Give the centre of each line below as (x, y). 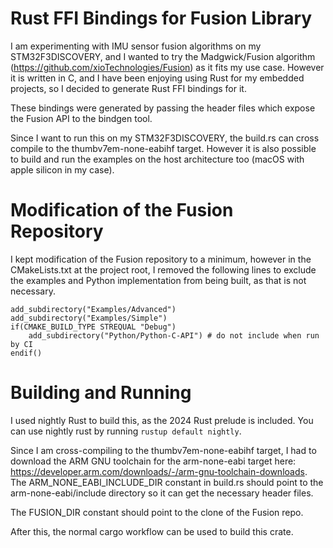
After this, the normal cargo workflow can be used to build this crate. (152, 531)
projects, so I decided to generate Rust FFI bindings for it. (128, 88)
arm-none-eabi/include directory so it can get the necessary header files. (162, 493)
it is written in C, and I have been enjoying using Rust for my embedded (157, 78)
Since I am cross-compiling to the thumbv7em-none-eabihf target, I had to (163, 450)
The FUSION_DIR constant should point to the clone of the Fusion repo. (157, 512)
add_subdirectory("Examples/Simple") (89, 318)
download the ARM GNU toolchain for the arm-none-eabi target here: (153, 461)
